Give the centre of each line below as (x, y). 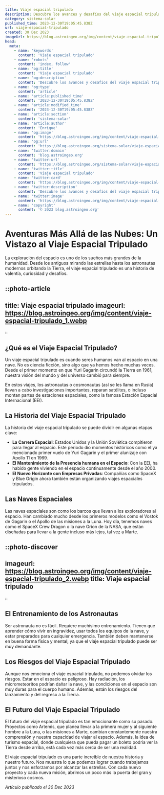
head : (10, 42)
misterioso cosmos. (25, 778)
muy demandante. (23, 646)
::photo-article (28, 289)
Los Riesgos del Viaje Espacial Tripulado (68, 662)
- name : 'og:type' (32, 87)
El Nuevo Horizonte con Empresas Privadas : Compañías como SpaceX (84, 473)
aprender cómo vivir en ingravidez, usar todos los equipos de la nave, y (77, 631)
